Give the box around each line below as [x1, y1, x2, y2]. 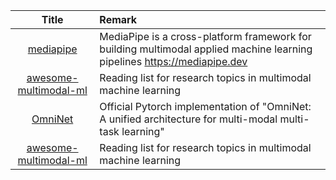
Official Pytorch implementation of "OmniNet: [99, 100, 312, 113]
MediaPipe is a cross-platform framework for [99, 30, 312, 43]
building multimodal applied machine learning [99, 42, 313, 56]
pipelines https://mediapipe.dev [99, 55, 248, 68]
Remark [99, 13, 138, 26]
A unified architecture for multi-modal [99, 112, 278, 126]
